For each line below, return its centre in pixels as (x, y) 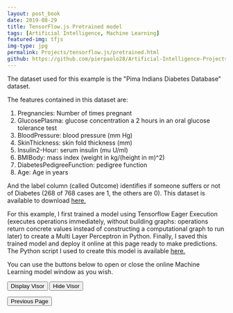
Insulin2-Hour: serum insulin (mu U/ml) (72, 150)
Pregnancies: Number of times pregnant (75, 113)
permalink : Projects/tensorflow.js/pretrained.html (83, 53)
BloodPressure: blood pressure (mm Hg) (75, 135)
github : (18, 59)
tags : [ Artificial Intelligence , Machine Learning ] (83, 33)
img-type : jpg (28, 46)
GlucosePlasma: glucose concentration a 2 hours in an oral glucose (113, 120)
